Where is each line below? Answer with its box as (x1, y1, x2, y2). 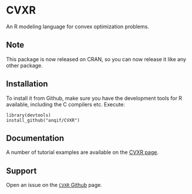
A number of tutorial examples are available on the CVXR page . (6, 149, 159, 156)
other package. (6, 62, 43, 69)
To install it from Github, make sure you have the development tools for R (6, 95, 183, 102)
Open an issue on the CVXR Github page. (6, 182, 103, 189)
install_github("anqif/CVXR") (6, 117, 80, 123)
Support (6, 166, 37, 176)
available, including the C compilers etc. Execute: (6, 101, 125, 108)
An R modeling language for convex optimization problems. (6, 23, 150, 30)
